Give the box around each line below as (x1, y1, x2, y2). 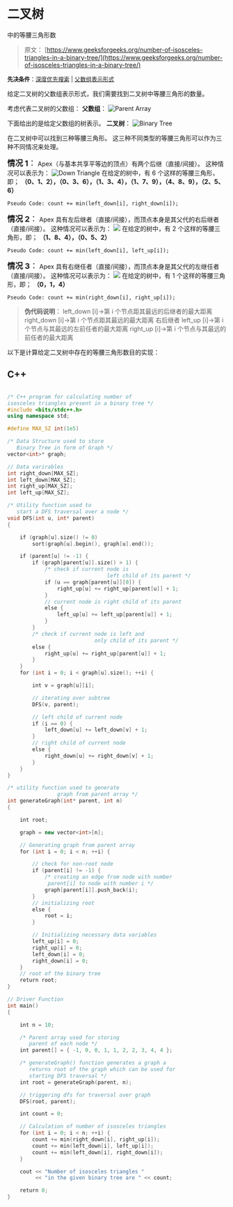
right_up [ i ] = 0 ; (32, 944, 82, 951)
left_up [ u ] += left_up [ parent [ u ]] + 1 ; (56, 611, 172, 618)
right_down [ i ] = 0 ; (32, 957, 89, 965)
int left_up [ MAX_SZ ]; (7, 489, 70, 497)
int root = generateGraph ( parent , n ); (19, 1079, 132, 1086)
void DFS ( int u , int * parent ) (7, 515, 95, 522)
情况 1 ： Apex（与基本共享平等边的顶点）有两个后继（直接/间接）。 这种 (7, 158, 218, 168)
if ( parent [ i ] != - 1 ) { (32, 867, 101, 874)
